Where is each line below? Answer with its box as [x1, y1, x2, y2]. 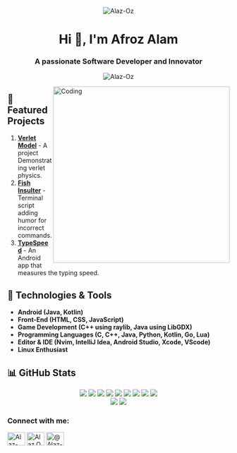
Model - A [17, 141, 48, 150]
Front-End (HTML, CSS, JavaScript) [17, 315, 124, 324]
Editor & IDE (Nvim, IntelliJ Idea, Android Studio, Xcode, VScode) [17, 338, 211, 346]
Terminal [17, 194, 44, 203]
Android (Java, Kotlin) [17, 308, 83, 317]
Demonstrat [17, 156, 52, 165]
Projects [7, 115, 45, 127]
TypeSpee [17, 238, 49, 247]
